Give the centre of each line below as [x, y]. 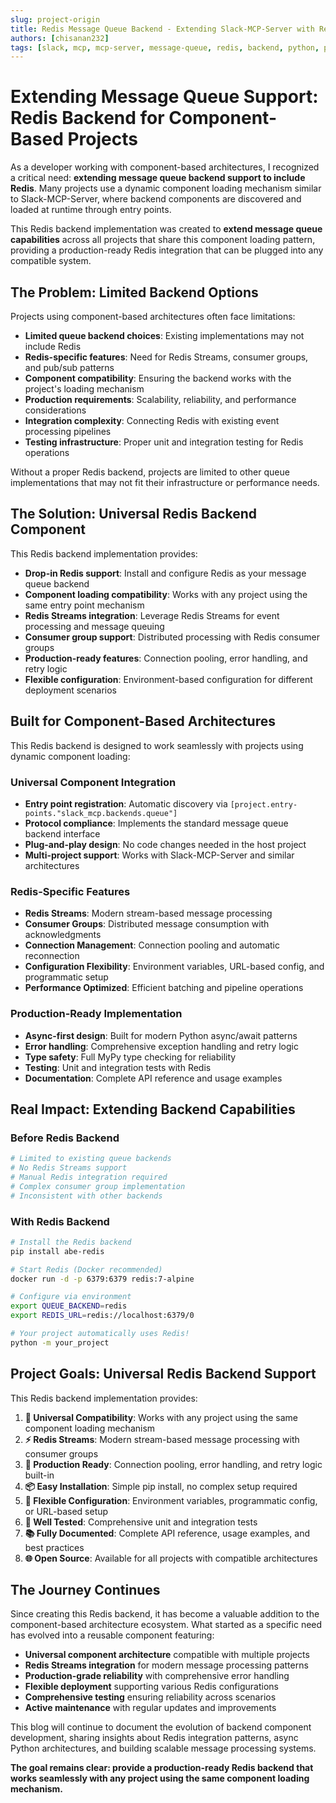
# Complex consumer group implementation [98, 1186]
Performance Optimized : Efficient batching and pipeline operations [164, 988]
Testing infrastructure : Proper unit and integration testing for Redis [164, 442]
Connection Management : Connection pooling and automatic [152, 945]
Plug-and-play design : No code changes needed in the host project [165, 844]
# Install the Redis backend [71, 1242]
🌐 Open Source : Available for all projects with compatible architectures [171, 1558]
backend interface [62, 833]
